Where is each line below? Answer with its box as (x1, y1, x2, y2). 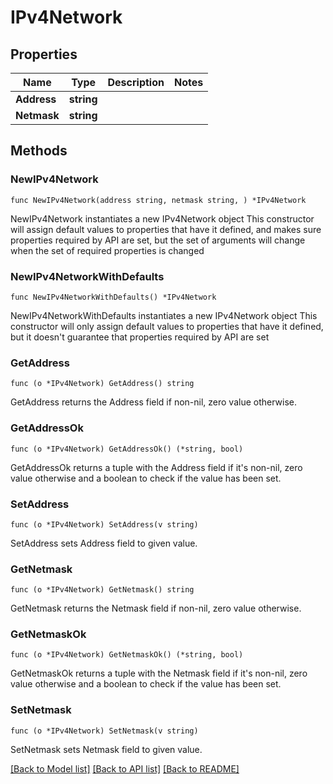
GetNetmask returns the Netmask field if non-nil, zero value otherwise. (10, 602, 302, 615)
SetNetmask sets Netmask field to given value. (10, 743, 203, 755)
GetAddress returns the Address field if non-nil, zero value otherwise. (10, 396, 298, 408)
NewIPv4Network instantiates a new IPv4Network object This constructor (10, 212, 315, 225)
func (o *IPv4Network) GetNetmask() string (10, 585, 195, 595)
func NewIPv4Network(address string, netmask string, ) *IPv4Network (10, 195, 307, 205)
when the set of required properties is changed (10, 244, 205, 256)
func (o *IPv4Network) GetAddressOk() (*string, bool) (10, 444, 244, 454)
